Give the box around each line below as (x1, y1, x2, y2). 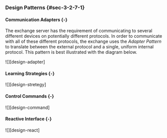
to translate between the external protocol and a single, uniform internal (5, 44, 154, 50)
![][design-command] (5, 104, 50, 110)
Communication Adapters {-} (5, 17, 68, 23)
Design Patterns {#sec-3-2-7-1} (5, 4, 85, 11)
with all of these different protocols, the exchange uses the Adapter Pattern (5, 38, 162, 44)
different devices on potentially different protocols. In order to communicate (5, 33, 162, 39)
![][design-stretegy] (5, 82, 46, 88)
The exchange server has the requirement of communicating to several (5, 28, 152, 34)
